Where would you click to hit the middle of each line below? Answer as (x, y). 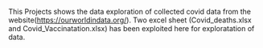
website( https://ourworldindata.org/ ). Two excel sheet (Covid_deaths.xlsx (130, 20)
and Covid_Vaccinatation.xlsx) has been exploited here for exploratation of (131, 28)
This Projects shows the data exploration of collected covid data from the (130, 12)
